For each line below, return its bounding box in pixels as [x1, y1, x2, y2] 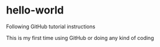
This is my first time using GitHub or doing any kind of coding [6, 34, 154, 41]
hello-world [6, 4, 64, 17]
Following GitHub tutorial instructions [6, 23, 96, 30]
